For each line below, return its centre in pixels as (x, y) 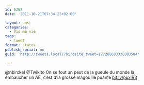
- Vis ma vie (23, 32)
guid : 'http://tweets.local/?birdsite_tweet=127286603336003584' (72, 54)
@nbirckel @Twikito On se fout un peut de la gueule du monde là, (70, 72)
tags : (10, 36)
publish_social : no (25, 50)
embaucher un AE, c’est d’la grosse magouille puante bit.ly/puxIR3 (71, 77)
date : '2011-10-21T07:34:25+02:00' (41, 14)
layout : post (18, 23)
